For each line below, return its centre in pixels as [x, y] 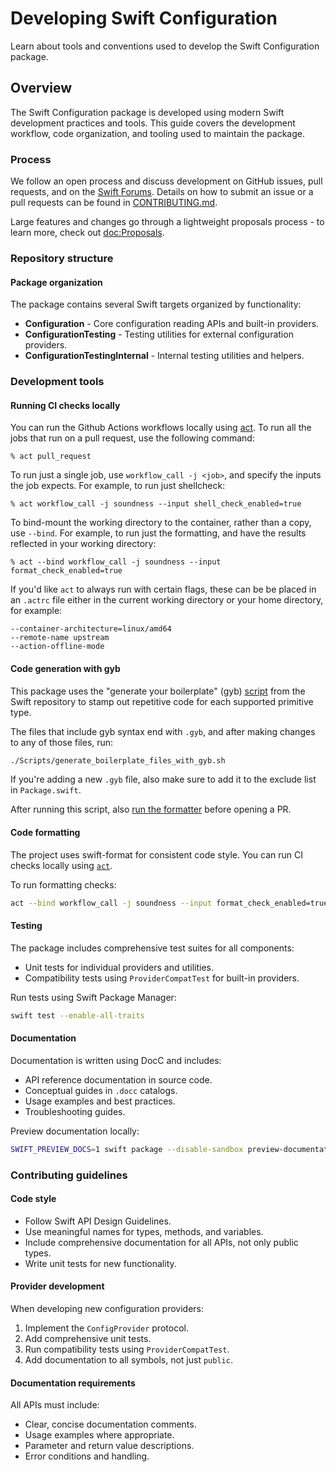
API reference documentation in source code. [118, 1079]
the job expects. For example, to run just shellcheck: [118, 486]
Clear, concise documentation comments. [110, 1424]
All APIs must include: [55, 1405]
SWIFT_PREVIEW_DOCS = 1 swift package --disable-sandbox [127, 1149]
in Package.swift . [46, 790]
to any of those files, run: [62, 742]
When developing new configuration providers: [107, 1308]
